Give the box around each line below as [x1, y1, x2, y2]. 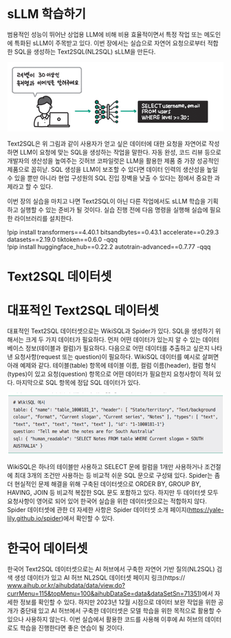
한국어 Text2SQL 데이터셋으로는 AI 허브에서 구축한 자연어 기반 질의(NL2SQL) [7, 564, 215, 573]
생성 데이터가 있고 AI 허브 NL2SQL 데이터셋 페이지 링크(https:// [14, 573, 186, 582]
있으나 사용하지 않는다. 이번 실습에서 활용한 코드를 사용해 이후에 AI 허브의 [7, 615, 204, 623]
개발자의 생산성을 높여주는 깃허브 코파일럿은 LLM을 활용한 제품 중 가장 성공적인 [7, 156, 219, 165]
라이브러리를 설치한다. [14, 214, 74, 222]
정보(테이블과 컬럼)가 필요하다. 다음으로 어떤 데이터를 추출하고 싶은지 [25, 344, 210, 352]
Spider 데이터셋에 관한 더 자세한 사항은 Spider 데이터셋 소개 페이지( [7, 506, 189, 514]
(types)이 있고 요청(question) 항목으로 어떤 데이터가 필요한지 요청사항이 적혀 [7, 369, 214, 378]
